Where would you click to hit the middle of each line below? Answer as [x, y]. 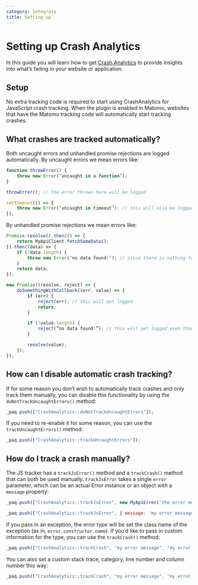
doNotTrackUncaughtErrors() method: [51, 401]
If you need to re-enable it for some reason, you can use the [79, 423]
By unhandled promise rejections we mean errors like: [72, 225]
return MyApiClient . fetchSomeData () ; [63, 242]
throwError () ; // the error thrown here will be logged [76, 192]
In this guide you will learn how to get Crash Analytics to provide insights [94, 63]
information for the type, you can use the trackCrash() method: [83, 537]
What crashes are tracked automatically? [83, 139]
